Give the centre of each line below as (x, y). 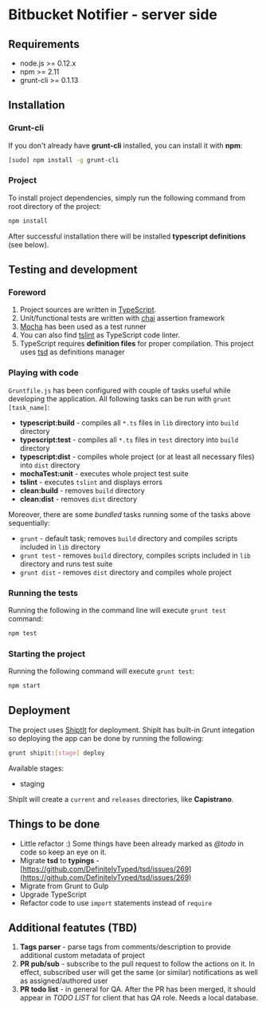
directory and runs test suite (66, 563)
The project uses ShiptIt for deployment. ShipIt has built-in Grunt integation (131, 730)
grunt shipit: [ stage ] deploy (57, 753)
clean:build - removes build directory (82, 490)
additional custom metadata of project (82, 956)
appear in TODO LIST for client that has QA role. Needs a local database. (139, 998)
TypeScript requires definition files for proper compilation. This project (137, 344)
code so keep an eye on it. (63, 852)
